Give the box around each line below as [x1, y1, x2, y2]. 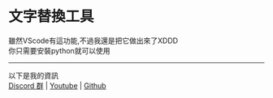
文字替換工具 [8, 7, 95, 26]
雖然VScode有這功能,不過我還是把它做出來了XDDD [8, 36, 179, 45]
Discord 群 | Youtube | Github [8, 80, 107, 90]
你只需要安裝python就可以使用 [8, 45, 110, 55]
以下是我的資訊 [8, 70, 58, 80]
